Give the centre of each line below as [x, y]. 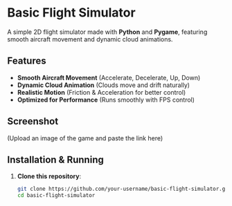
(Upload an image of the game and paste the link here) [85, 138]
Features [27, 61]
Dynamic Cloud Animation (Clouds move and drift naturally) [104, 85]
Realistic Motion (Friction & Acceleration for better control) [101, 92]
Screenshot [33, 121]
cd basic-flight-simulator [56, 196]
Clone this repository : [49, 176]
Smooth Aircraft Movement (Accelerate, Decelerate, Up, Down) [109, 77]
